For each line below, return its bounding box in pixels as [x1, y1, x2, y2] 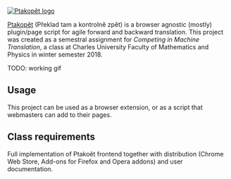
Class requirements [7, 131, 96, 143]
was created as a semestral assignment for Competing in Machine [7, 35, 200, 44]
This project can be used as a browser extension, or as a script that [7, 103, 203, 111]
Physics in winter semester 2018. [7, 50, 104, 58]
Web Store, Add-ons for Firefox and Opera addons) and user [7, 157, 183, 166]
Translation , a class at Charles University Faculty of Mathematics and [7, 43, 209, 51]
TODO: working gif [7, 64, 62, 72]
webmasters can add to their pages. [7, 110, 112, 119]
